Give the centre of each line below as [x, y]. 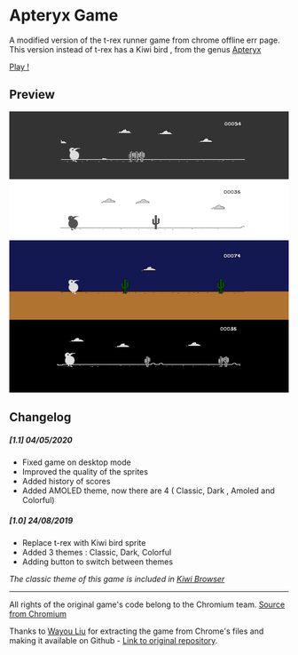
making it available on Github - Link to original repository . [114, 641]
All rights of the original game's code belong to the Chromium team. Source [147, 604]
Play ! [19, 67]
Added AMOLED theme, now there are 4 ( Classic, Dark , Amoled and [148, 491]
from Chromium [38, 614]
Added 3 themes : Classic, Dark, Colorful [97, 553]
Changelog [40, 417]
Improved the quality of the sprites [85, 472]
